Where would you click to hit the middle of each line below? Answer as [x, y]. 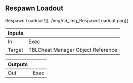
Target [16, 50]
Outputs [18, 64]
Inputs [16, 33]
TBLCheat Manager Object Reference [73, 50]
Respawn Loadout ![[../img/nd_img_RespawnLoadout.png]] [67, 20]
